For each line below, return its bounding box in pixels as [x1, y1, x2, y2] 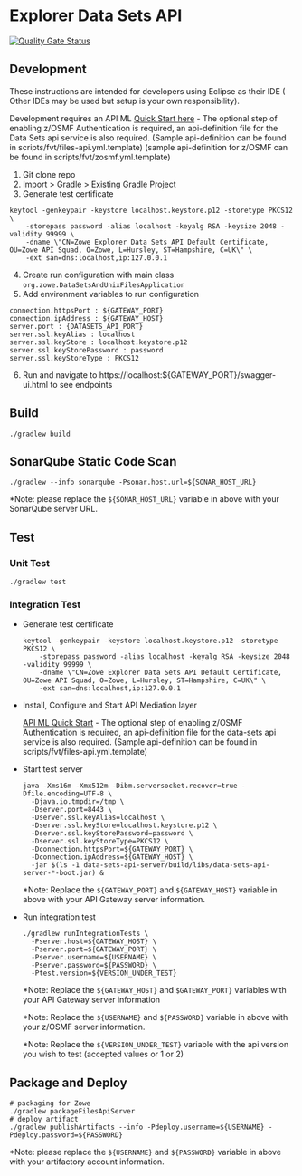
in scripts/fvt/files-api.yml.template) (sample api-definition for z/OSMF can [9, 141, 288, 152]
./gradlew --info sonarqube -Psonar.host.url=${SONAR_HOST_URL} [9, 477, 257, 487]
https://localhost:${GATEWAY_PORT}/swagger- [99, 369, 277, 381]
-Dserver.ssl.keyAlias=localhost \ [31, 813, 165, 823]
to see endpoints [49, 379, 113, 390]
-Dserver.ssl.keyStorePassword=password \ [31, 829, 193, 838]
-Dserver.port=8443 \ [31, 805, 113, 815]
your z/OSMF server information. [22, 1021, 146, 1033]
